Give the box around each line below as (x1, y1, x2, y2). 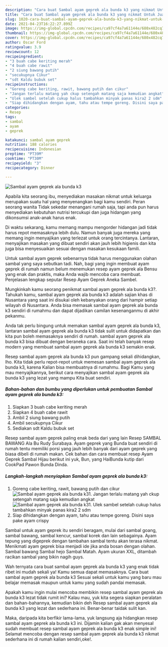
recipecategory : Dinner (5, 165, 55, 170)
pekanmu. (5, 312, 26, 318)
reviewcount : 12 (5, 49, 39, 54)
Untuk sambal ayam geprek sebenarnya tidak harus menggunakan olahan (5, 255, 157, 261)
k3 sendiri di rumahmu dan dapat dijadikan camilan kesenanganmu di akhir (5, 307, 159, 313)
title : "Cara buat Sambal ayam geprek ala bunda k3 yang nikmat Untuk (5, 12, 155, 17)
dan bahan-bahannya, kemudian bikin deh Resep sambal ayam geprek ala (5, 600, 157, 606)
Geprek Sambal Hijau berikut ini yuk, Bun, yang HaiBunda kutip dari (5, 456, 144, 462)
